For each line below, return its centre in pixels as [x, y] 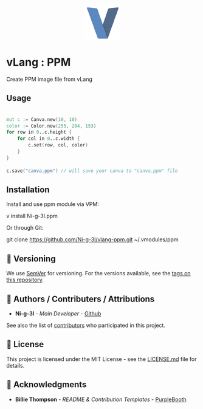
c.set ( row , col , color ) [58, 145]
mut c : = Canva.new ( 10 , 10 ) [42, 119]
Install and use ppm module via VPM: [53, 204]
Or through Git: [25, 228]
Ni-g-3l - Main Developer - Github [58, 313]
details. [15, 365]
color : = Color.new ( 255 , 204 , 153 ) [51, 126]
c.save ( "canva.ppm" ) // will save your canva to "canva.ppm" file [92, 171]
